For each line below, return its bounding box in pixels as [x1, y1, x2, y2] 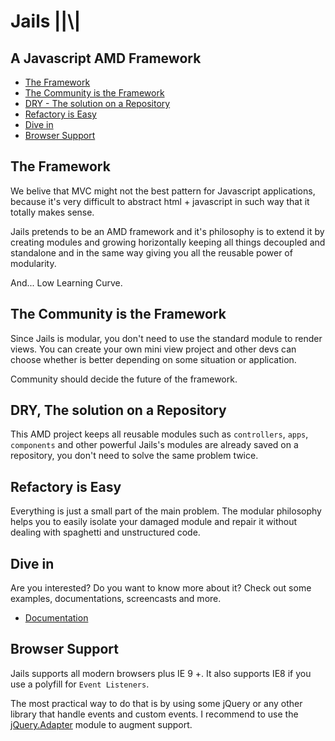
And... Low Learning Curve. [10, 276, 123, 289]
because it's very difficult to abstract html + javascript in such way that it [10, 195, 310, 207]
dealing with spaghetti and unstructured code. [10, 526, 201, 539]
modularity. [10, 257, 57, 269]
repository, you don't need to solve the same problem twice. [10, 450, 259, 462]
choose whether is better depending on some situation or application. [10, 353, 297, 365]
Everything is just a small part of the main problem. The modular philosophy [10, 505, 322, 517]
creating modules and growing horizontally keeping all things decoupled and [10, 236, 326, 248]
